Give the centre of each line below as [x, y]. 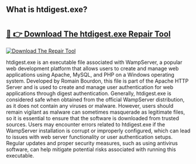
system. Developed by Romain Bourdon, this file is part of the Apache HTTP [97, 81]
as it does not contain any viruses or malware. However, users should [90, 106]
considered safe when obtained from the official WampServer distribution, [95, 100]
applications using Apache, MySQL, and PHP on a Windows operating [90, 75]
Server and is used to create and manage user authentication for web [90, 87]
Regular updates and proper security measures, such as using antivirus [92, 143]
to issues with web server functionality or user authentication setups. [89, 137]
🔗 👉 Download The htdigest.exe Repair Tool [88, 34]
